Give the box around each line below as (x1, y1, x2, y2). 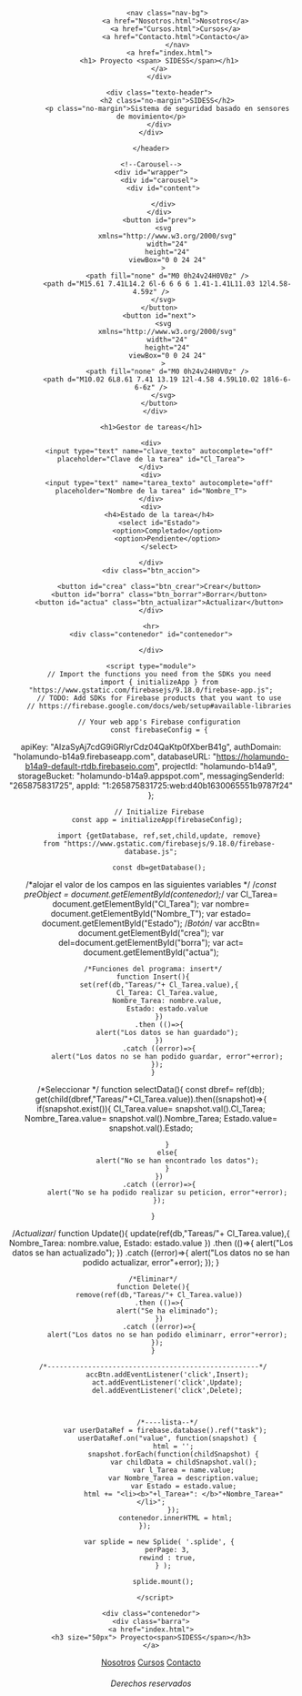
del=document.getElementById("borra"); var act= (58, 938, 244, 948)
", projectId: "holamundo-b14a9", (154, 761, 277, 771)
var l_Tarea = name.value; (132, 1466, 235, 1475)
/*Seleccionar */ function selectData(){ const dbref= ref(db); (37, 1084, 265, 1094)
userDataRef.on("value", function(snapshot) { (77, 1434, 257, 1443)
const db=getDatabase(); (111, 863, 206, 872)
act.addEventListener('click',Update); (92, 1378, 244, 1387)
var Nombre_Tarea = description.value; (107, 1474, 259, 1483)
